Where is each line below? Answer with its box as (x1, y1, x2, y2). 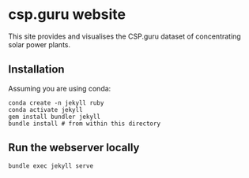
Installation (8, 63, 65, 76)
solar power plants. (8, 39, 71, 49)
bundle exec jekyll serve (8, 161, 93, 170)
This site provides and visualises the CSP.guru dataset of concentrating (8, 32, 241, 41)
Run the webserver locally (8, 141, 140, 154)
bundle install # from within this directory (8, 120, 160, 128)
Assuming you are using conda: (8, 83, 111, 93)
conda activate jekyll (8, 106, 83, 113)
